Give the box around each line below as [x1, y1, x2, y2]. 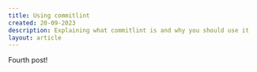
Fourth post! [8, 55, 48, 65]
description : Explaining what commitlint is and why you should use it [8, 26, 249, 34]
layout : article [8, 33, 62, 42]
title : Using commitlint [8, 11, 90, 20]
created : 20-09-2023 [8, 19, 77, 27]
